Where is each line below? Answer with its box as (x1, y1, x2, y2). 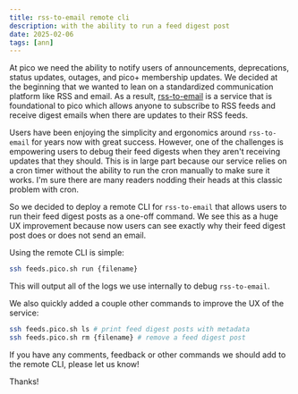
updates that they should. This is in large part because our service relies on (9, 155, 288, 166)
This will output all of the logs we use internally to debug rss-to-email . (9, 281, 270, 291)
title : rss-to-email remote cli (9, 13, 130, 22)
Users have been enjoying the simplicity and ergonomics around (9, 127, 247, 138)
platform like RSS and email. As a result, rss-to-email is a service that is (9, 91, 273, 102)
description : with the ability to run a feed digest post (9, 21, 230, 30)
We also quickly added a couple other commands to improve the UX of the (9, 298, 285, 309)
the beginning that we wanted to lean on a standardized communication (9, 81, 274, 92)
